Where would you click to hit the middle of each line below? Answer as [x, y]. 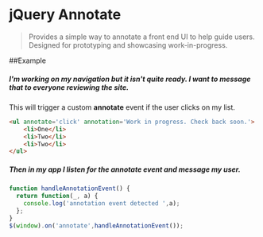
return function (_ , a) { [57, 196]
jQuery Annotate [65, 15]
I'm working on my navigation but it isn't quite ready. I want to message [130, 79]
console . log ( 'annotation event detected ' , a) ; [102, 204]
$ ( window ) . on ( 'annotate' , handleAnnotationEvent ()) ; [96, 225]
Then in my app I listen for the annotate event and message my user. [125, 169]
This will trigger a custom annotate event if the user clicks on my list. [122, 107]
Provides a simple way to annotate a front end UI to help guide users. [141, 37]
